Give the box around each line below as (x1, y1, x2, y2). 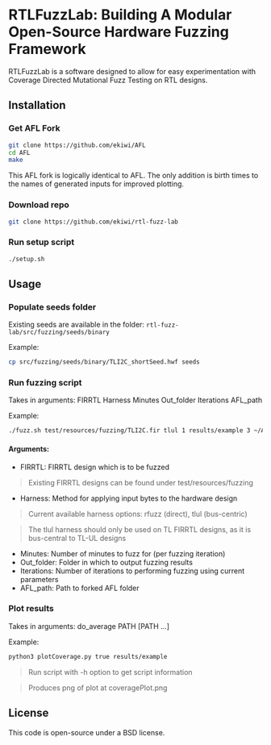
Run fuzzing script (8, 377, 82, 389)
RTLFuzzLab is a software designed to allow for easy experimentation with (8, 66, 256, 76)
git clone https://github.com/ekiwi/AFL (8, 141, 147, 149)
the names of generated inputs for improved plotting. (8, 179, 184, 189)
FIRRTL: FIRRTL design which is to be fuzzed (19, 462, 169, 472)
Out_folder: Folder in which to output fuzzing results (19, 557, 194, 567)
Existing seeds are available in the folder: (8, 320, 145, 330)
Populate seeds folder (8, 301, 97, 312)
